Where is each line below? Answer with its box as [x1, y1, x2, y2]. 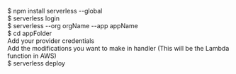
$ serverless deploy [7, 59, 66, 67]
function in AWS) [7, 51, 57, 60]
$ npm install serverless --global [7, 7, 103, 15]
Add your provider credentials [7, 37, 94, 45]
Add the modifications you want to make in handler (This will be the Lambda [7, 44, 230, 52]
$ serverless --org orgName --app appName [7, 22, 138, 30]
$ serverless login [7, 14, 60, 23]
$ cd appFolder [7, 29, 52, 37]
